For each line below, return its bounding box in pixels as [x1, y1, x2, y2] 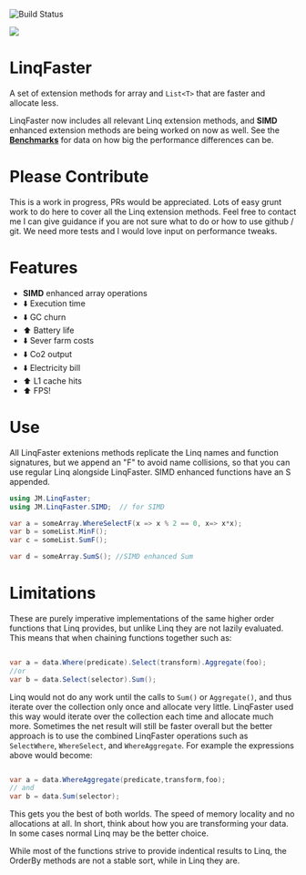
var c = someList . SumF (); [9, 536, 107, 545]
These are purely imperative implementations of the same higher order [9, 612, 275, 623]
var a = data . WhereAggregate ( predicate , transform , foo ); [9, 775, 226, 784]
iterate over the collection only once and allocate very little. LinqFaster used [9, 701, 294, 712]
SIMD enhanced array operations [22, 287, 148, 298]
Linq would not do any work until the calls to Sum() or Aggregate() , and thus [9, 691, 292, 702]
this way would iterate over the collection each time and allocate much [9, 711, 274, 722]
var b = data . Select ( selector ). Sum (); [9, 674, 157, 684]
